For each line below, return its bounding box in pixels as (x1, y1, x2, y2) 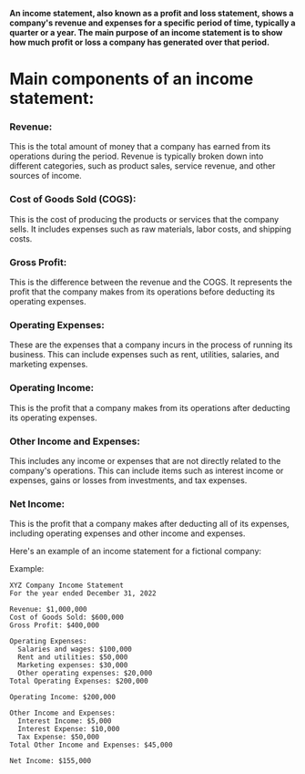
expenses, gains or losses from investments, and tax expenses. (9, 474, 248, 486)
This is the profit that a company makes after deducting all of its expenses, (9, 519, 290, 530)
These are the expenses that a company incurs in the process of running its (9, 339, 293, 350)
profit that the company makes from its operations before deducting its (9, 286, 276, 297)
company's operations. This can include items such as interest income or (9, 465, 284, 476)
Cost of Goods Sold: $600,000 (9, 613, 125, 623)
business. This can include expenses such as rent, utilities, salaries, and (9, 349, 280, 360)
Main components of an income (9, 68, 254, 89)
